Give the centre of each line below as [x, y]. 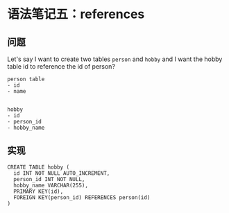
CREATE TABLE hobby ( [39, 167]
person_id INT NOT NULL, [49, 179]
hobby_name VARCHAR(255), [51, 185]
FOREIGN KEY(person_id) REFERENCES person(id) [82, 197]
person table [26, 79]
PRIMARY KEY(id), [39, 191]
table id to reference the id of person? [61, 66]
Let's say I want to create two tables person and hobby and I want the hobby [115, 59]
